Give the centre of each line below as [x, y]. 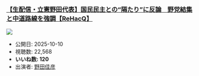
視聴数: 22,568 [34, 52]
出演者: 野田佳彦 [35, 67]
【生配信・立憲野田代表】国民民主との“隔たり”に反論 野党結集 [99, 9]
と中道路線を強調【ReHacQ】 [49, 18]
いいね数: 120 [32, 59]
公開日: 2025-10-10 [39, 44]
